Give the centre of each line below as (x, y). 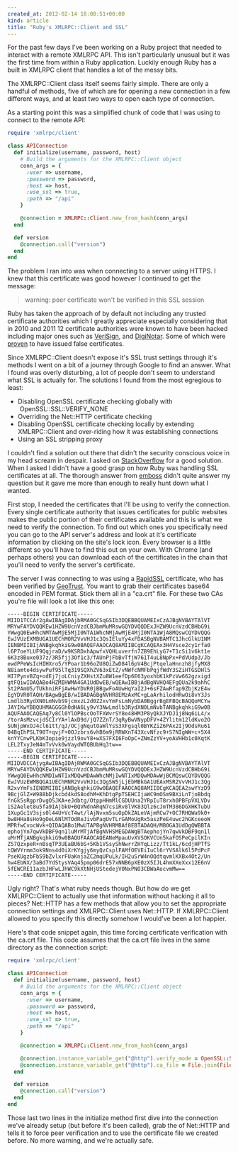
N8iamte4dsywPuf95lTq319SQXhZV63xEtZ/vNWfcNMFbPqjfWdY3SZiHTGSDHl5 (109, 670)
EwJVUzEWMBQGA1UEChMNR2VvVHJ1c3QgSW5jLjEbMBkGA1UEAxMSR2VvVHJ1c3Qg (109, 782)
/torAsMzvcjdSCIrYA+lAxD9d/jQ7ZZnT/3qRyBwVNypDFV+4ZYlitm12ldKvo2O (109, 720)
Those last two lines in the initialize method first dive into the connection (113, 1118)
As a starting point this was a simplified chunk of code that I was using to (114, 113)
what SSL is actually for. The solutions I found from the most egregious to (114, 380)
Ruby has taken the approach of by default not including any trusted (107, 314)
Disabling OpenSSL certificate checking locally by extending (106, 424)
